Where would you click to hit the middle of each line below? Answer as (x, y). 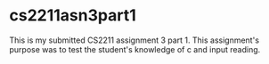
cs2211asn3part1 (73, 16)
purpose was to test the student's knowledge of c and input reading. (135, 49)
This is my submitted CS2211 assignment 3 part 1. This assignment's (134, 40)
